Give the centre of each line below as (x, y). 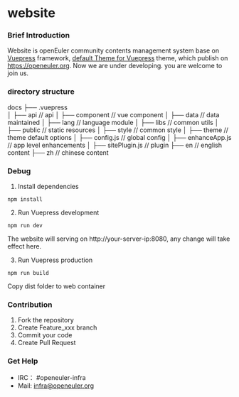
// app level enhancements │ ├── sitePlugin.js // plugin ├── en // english (115, 145)
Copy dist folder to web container (57, 286)
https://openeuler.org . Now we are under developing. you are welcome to (115, 66)
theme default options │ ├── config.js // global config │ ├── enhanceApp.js (119, 137)
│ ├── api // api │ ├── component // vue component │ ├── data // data (113, 114)
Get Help (23, 361)
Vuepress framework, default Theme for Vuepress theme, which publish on (118, 58)
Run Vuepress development (58, 213)
